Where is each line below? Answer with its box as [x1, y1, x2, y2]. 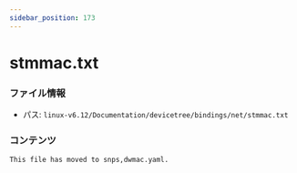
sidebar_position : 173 [9, 13, 96, 23]
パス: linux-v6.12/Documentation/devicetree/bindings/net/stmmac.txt [22, 109, 289, 120]
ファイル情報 [9, 86, 67, 99]
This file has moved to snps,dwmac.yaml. [9, 156, 169, 165]
